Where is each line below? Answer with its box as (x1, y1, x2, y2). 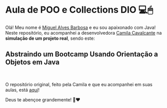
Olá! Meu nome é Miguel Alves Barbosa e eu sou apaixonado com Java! (5, 24, 156, 31)
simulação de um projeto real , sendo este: (5, 35, 95, 41)
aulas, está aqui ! (5, 87, 40, 93)
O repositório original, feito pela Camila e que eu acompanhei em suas (5, 81, 153, 87)
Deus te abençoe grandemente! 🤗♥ (5, 96, 80, 102)
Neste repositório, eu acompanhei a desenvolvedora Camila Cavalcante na (5, 30, 162, 36)
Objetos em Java (5, 58, 60, 67)
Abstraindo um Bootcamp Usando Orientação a (5, 50, 158, 59)
